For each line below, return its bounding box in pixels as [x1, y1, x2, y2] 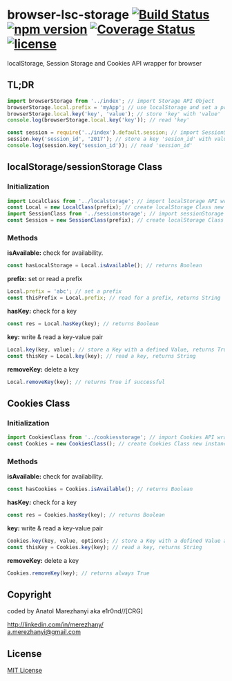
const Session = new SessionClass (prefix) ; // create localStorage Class [7, 217, 224, 224]
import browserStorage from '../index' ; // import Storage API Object [7, 97, 215, 104]
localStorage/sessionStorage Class [7, 161, 163, 173]
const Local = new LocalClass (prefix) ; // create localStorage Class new [7, 204, 224, 211]
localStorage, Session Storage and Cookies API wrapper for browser [7, 59, 202, 67]
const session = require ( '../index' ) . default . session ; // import [7, 129, 200, 136]
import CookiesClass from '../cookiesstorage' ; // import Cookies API [7, 434, 215, 441]
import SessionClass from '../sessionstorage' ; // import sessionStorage [7, 211, 224, 218]
